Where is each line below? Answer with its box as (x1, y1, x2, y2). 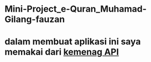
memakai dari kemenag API (4, 46, 119, 58)
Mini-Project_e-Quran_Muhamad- (4, 3, 147, 15)
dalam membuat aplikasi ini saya (4, 36, 141, 47)
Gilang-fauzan (4, 14, 65, 25)
